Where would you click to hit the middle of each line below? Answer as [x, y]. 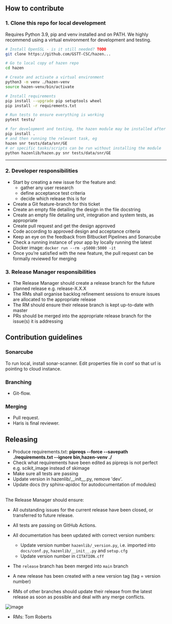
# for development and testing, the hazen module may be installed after [86, 129]
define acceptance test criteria [53, 193]
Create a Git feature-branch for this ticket [56, 204]
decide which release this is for [53, 198]
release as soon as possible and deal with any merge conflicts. [79, 597]
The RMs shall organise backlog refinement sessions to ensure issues [86, 294]
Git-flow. [22, 393]
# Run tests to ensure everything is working [55, 115]
